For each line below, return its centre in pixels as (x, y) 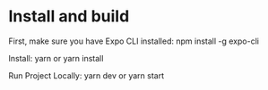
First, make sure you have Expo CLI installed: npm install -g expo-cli (134, 41)
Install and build (69, 16)
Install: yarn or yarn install (56, 58)
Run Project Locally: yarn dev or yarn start (86, 75)
